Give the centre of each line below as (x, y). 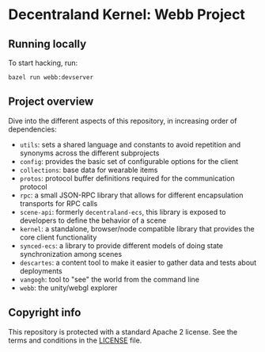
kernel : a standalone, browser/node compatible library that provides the (137, 228)
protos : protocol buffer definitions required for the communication (127, 178)
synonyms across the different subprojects (89, 153)
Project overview (51, 102)
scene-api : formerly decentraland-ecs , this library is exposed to (123, 212)
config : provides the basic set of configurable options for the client (129, 161)
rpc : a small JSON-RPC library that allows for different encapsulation (131, 195)
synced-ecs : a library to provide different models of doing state (121, 245)
